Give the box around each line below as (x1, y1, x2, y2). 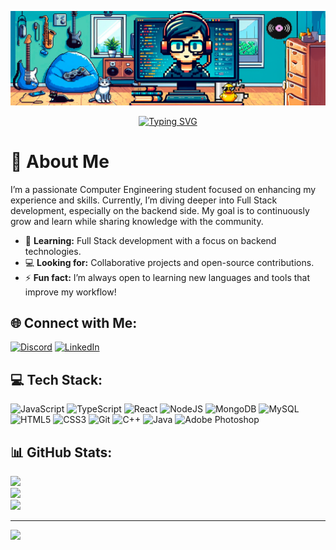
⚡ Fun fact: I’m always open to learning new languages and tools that (24, 271, 311, 283)
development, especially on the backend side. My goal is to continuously (10, 204, 310, 216)
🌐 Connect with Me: (10, 314, 138, 331)
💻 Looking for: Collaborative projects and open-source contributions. (24, 256, 315, 268)
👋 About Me (10, 150, 110, 173)
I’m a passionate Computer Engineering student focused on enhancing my (10, 183, 317, 195)
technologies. (24, 245, 82, 257)
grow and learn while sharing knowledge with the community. (10, 215, 264, 227)
